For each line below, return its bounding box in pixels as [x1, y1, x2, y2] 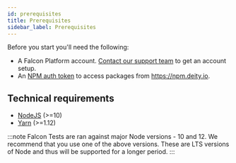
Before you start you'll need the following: [7, 43, 129, 52]
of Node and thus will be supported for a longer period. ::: [7, 147, 175, 156]
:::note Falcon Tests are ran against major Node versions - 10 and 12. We [7, 133, 218, 141]
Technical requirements [7, 92, 114, 104]
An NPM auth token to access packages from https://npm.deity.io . [17, 72, 211, 80]
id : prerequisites [7, 10, 61, 18]
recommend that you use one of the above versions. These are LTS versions [7, 140, 230, 149]
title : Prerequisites [7, 17, 71, 24]
